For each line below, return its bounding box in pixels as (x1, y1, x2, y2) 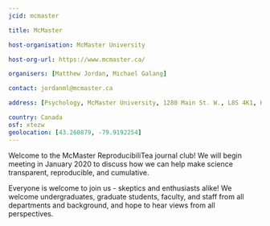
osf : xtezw (8, 121, 45, 129)
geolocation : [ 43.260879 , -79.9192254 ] (8, 128, 142, 137)
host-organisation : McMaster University (8, 41, 146, 49)
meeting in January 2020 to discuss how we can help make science (8, 158, 233, 169)
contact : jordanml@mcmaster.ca (8, 84, 113, 92)
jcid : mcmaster (8, 11, 59, 20)
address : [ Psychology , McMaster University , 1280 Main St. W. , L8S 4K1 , (8, 99, 257, 107)
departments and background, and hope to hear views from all (8, 200, 215, 210)
